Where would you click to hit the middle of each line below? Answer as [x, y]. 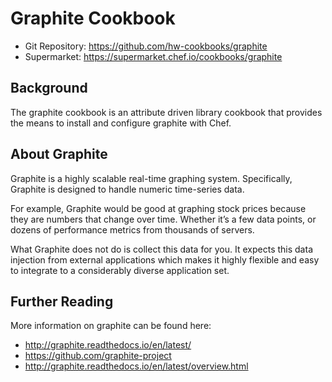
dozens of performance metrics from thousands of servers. [132, 229]
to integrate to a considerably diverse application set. [120, 270]
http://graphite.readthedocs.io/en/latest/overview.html [136, 366]
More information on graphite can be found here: [111, 326]
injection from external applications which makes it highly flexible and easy [165, 259]
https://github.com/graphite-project [98, 356]
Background [49, 88]
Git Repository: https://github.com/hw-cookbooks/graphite [146, 46]
